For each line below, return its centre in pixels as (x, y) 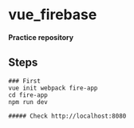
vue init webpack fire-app (53, 88)
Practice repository (41, 37)
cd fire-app (28, 95)
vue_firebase (53, 15)
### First (25, 81)
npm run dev (28, 102)
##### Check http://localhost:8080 (67, 116)
